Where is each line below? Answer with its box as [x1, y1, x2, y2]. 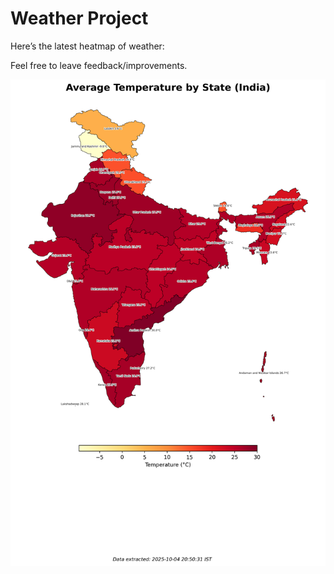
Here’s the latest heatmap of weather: [10, 40, 165, 52]
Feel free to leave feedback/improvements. [10, 59, 188, 71]
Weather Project [10, 7, 149, 30]
